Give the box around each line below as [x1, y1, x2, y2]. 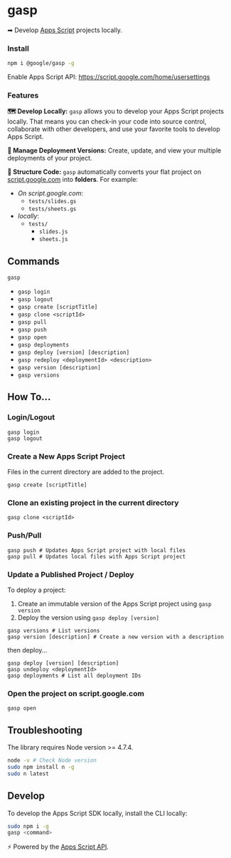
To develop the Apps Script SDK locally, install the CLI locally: [7, 809, 188, 817]
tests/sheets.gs [28, 205, 77, 213]
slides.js [38, 228, 68, 235]
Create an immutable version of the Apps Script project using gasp [17, 599, 212, 608]
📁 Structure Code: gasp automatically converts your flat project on [7, 168, 201, 176]
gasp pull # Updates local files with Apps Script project [7, 553, 186, 560]
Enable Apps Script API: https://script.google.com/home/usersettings [7, 73, 210, 81]
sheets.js [38, 236, 68, 243]
